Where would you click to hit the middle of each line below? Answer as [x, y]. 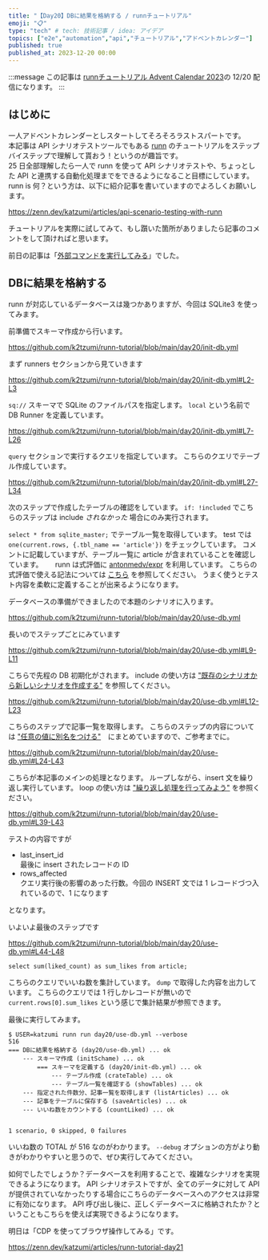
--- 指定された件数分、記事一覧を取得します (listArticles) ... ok [126, 1092]
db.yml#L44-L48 [36, 951]
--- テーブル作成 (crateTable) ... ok [112, 1075]
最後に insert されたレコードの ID [74, 864]
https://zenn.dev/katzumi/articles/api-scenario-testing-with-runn [115, 211]
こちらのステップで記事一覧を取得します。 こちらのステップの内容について [132, 726]
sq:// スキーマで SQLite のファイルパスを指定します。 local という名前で [129, 404]
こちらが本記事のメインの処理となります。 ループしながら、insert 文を [124, 777]
